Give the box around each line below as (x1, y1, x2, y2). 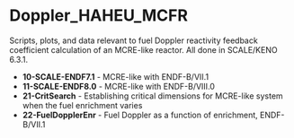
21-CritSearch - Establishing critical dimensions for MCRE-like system (22, 91, 283, 101)
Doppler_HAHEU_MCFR (9, 5, 189, 26)
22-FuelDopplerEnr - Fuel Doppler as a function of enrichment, (22, 109, 258, 120)
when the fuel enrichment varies (22, 99, 143, 110)
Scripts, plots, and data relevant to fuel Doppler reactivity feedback (9, 35, 258, 46)
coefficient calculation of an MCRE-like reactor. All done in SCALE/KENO (9, 44, 278, 55)
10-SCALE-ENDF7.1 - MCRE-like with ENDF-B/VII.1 (22, 71, 209, 82)
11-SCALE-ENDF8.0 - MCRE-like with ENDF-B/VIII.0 (22, 81, 216, 91)
